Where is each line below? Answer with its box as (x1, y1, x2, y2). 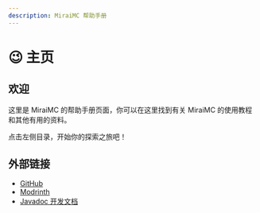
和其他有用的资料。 (8, 114, 72, 124)
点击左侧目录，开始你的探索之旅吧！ (8, 132, 127, 141)
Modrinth (19, 188, 50, 197)
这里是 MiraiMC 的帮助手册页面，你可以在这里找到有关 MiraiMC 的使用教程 (8, 105, 253, 114)
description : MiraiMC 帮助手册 (8, 11, 107, 20)
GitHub (19, 179, 44, 188)
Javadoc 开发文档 (19, 196, 79, 207)
